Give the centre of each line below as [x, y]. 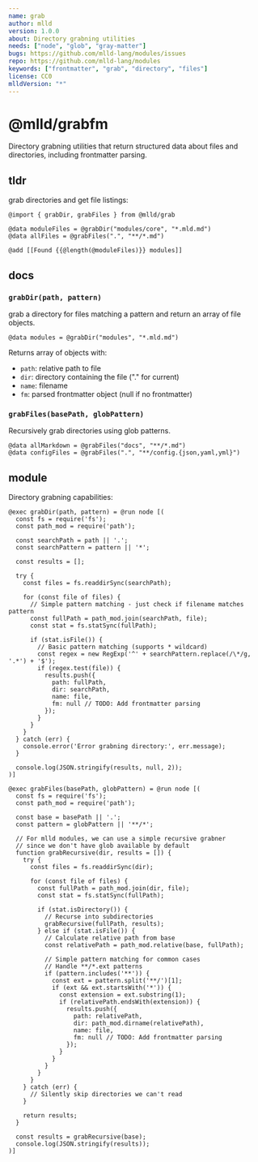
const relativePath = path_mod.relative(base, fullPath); [144, 945]
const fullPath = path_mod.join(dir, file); [114, 889]
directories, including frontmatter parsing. [78, 155]
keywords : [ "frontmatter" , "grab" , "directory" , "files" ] [108, 69]
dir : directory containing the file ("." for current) [99, 377]
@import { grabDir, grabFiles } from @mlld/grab [92, 215]
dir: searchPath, [81, 690]
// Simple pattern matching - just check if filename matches [137, 605]
